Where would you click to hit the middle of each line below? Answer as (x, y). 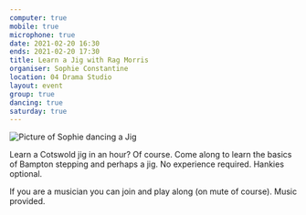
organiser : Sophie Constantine (69, 69)
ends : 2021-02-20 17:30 (55, 52)
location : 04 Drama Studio (61, 77)
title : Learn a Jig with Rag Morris (79, 60)
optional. (26, 174)
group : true (32, 94)
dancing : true (37, 102)
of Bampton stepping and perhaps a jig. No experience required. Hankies (147, 164)
